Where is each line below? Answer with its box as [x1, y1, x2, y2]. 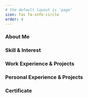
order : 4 [5, 17, 23, 22]
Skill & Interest [5, 47, 41, 54]
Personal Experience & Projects [5, 74, 83, 81]
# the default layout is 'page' [5, 7, 72, 13]
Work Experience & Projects [5, 60, 74, 67]
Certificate [5, 87, 32, 94]
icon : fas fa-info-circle [5, 12, 59, 17]
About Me [5, 33, 30, 40]
